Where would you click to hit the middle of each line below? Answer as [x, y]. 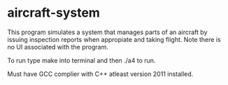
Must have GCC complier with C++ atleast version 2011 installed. [100, 74]
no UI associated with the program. [58, 47]
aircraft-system [54, 13]
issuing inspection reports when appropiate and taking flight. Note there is [114, 39]
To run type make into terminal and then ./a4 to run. [81, 60]
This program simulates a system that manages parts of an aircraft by [107, 32]
